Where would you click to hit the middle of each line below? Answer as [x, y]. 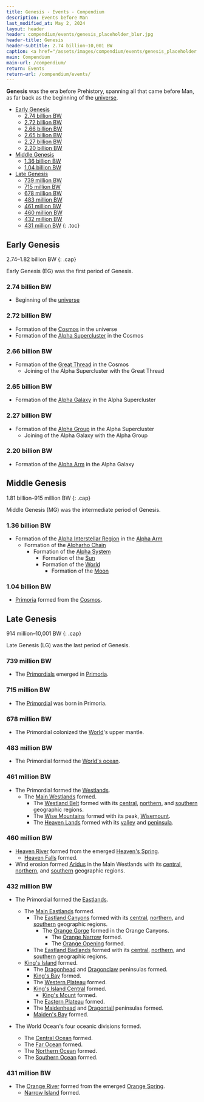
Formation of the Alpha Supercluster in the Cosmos [79, 335]
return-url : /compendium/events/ [49, 74]
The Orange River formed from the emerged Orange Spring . [90, 1086]
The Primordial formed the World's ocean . [67, 761]
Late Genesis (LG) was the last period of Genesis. [68, 645]
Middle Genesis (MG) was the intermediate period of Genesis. [83, 509]
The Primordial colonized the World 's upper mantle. [80, 732]
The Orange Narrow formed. [87, 937]
